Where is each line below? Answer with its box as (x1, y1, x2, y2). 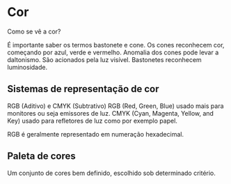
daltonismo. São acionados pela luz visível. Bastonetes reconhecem (7, 55, 202, 63)
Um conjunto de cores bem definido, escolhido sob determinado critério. (7, 169, 216, 177)
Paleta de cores (7, 151, 76, 162)
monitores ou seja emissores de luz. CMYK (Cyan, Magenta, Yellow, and (7, 109, 214, 117)
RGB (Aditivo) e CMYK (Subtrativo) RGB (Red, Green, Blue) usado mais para (7, 102, 224, 110)
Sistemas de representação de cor (7, 83, 159, 95)
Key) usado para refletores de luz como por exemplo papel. (7, 116, 177, 125)
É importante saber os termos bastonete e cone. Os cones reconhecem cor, (7, 40, 225, 49)
